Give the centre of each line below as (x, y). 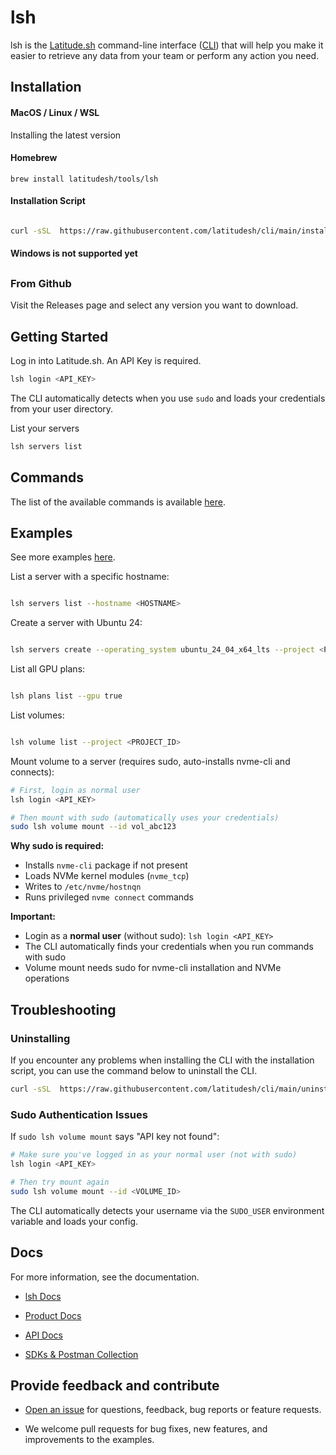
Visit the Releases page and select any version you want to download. (154, 305)
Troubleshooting (63, 1009)
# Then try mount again (60, 1182)
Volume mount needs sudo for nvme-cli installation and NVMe (153, 968)
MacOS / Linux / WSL (55, 112)
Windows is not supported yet (74, 253)
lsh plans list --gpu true (66, 696)
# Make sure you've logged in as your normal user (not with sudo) (154, 1155)
